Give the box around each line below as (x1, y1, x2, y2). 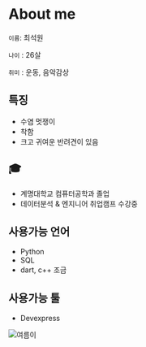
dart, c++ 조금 (19, 265, 67, 275)
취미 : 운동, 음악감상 (8, 67, 70, 77)
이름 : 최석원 (8, 33, 44, 42)
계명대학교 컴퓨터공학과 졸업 (19, 189, 110, 198)
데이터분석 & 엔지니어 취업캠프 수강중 (19, 198, 138, 208)
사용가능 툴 (8, 291, 61, 305)
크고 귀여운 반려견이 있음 (19, 137, 99, 146)
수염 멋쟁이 (19, 116, 56, 126)
